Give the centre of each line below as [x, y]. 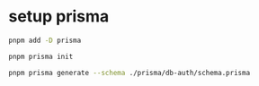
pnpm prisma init [41, 56]
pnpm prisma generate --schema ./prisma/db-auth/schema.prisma [129, 73]
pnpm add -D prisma [45, 40]
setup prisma [59, 17]
